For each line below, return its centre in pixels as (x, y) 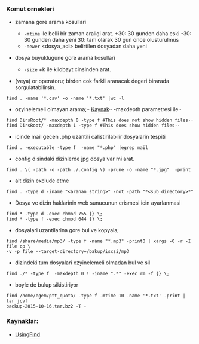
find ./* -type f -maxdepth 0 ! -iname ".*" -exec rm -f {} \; (88, 274)
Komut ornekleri (30, 9)
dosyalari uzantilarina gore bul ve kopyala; (67, 230)
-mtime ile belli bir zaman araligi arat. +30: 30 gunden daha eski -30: (108, 34)
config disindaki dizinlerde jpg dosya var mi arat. (75, 159)
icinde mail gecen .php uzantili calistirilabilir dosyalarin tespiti (90, 137)
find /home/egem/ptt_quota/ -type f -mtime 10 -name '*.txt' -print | (96, 296)
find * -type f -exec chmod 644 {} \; (54, 219)
